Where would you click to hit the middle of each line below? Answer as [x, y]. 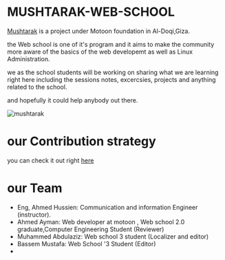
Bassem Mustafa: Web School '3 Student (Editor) [86, 243]
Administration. [29, 58]
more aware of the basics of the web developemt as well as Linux [100, 52]
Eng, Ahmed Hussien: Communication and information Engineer [107, 207]
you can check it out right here [51, 160]
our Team [35, 188]
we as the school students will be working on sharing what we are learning [113, 72]
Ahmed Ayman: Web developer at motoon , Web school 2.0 [101, 221]
